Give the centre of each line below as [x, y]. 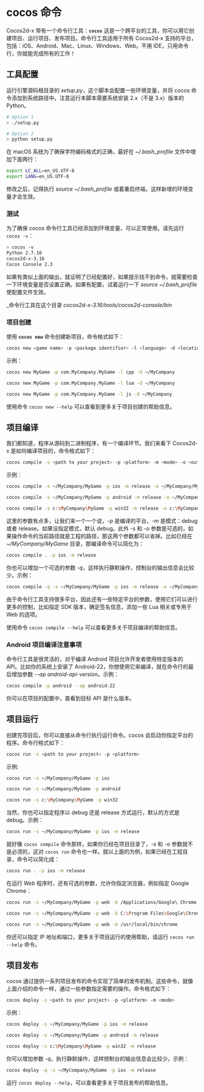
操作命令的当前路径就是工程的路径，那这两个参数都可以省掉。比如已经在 [102, 536]
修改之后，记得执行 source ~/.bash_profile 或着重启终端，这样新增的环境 [97, 189]
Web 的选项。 [23, 614]
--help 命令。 [23, 944]
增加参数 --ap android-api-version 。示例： [65, 674]
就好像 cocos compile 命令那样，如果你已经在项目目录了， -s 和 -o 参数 [94, 844]
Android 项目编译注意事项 [44, 644]
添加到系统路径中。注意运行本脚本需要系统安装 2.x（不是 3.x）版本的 [98, 97]
